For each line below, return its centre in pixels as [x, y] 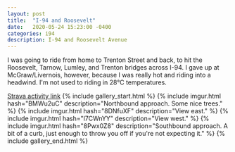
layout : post [26, 14]
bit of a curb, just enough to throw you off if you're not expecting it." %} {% [116, 134]
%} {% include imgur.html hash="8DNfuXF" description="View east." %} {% [118, 111]
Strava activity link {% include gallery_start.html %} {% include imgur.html [114, 96]
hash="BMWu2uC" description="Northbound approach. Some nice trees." [115, 103]
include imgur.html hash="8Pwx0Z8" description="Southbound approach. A [118, 126]
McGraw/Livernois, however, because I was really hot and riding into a [109, 75]
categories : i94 [31, 33]
